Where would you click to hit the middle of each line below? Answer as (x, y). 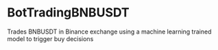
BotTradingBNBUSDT (68, 13)
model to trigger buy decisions (50, 38)
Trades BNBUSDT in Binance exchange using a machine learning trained (109, 32)
